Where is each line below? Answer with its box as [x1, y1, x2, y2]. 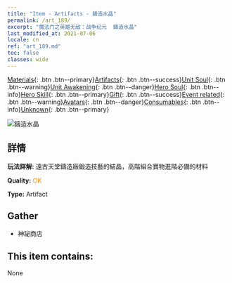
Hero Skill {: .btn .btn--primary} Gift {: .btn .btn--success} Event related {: [20, 90, 225, 98]
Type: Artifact [7, 190, 48, 198]
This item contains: [7, 250, 94, 262]
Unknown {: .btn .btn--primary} [20, 105, 110, 113]
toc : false [7, 50, 39, 57]
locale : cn [7, 37, 39, 44]
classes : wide [7, 56, 49, 63]
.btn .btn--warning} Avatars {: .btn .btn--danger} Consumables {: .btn [7, 98, 202, 106]
